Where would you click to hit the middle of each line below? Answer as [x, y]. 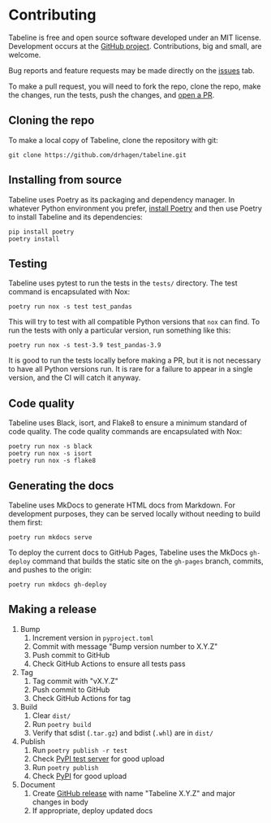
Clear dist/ [52, 715]
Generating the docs [61, 486]
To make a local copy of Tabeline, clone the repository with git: [114, 140]
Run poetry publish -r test [80, 750]
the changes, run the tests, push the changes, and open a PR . [112, 94]
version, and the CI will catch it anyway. [75, 378]
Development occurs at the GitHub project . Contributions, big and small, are [135, 46]
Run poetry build [62, 724]
